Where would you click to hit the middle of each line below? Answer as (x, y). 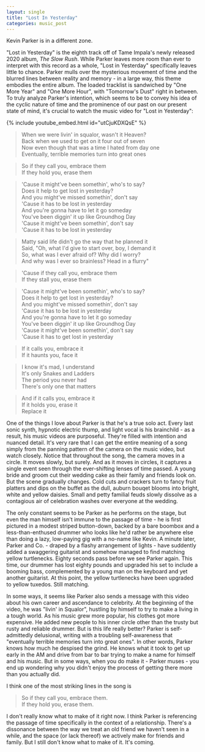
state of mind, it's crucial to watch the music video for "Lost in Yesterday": (100, 111)
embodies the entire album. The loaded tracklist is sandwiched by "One (96, 85)
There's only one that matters (58, 386)
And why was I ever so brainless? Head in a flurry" (85, 261)
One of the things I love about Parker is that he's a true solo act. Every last (100, 423)
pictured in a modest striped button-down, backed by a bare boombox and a (103, 526)
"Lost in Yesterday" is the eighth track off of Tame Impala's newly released (100, 53)
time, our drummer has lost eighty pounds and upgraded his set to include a (102, 565)
